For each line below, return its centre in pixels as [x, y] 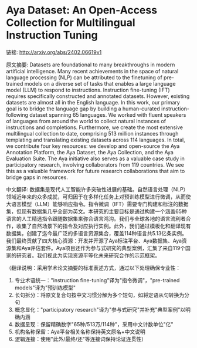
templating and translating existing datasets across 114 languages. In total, [96, 140]
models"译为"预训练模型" [45, 288]
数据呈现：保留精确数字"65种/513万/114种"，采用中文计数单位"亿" [94, 324]
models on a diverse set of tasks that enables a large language [100, 83]
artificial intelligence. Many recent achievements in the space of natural [92, 71]
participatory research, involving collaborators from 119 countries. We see [95, 164]
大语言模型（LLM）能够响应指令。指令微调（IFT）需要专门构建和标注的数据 [97, 204]
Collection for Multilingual [71, 23]
